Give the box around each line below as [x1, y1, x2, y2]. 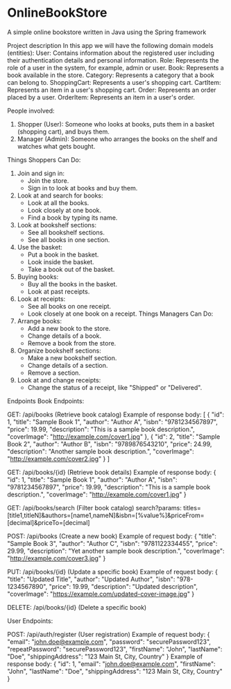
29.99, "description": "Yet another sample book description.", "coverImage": [7, 546, 225, 555]
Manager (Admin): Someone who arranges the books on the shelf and [17, 134, 218, 143]
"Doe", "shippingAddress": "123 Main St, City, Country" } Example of [7, 652, 203, 660]
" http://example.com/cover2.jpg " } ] [7, 454, 110, 463]
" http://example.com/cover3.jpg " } [7, 554, 106, 562]
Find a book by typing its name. [27, 213, 118, 222]
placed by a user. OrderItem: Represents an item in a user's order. [7, 92, 196, 102]
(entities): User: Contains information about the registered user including [7, 49, 215, 57]
